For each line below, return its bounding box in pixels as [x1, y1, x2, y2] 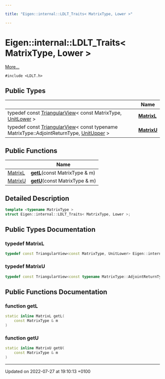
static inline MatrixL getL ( [5, 314, 65, 319]
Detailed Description [5, 194, 70, 202]
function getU [5, 334, 39, 341]
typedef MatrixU [5, 263, 46, 270]
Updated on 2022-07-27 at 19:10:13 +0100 [5, 368, 91, 374]
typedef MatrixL [5, 240, 45, 247]
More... [5, 63, 20, 69]
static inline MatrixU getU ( [5, 346, 65, 351]
